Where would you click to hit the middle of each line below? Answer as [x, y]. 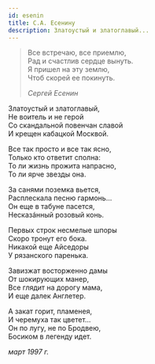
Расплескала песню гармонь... [60, 198]
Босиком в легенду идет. [50, 336]
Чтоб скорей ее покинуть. [71, 78]
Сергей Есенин [53, 93]
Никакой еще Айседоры [48, 247]
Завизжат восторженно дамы [58, 271]
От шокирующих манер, [49, 279]
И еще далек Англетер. [47, 296]
